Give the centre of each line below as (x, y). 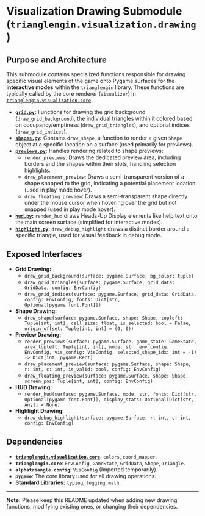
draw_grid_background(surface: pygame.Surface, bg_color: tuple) (109, 276)
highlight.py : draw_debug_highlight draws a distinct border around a (103, 229)
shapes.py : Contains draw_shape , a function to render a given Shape (99, 138)
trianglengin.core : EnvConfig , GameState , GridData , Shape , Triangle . (100, 463)
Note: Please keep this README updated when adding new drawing (92, 500)
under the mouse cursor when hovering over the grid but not (100, 203)
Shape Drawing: (36, 311)
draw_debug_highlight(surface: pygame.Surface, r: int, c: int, (108, 418)
